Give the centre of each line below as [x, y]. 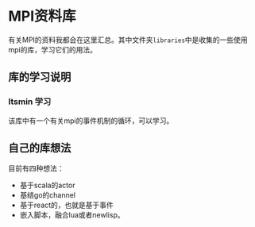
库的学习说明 [40, 77]
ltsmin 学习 [30, 102]
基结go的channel [48, 195]
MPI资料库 [42, 16]
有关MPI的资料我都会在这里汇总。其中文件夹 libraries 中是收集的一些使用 [128, 40]
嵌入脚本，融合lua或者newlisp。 [72, 215]
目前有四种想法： [36, 168]
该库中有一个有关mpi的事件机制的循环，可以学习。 [91, 121]
